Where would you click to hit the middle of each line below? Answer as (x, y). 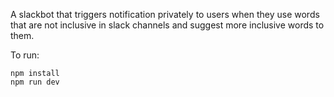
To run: (25, 55)
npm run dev (35, 82)
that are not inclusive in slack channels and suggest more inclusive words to (167, 25)
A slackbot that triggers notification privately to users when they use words (165, 14)
